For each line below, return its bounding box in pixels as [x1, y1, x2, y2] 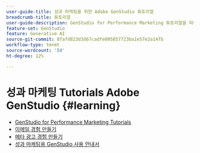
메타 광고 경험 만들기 [14, 133, 63, 140]
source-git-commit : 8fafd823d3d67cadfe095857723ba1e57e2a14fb [6, 36, 164, 42]
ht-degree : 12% [6, 53, 44, 59]
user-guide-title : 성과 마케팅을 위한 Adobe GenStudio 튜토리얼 [6, 8, 154, 15]
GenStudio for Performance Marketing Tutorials [14, 118, 132, 126]
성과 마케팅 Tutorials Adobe [6, 86, 140, 99]
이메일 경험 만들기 [14, 126, 57, 133]
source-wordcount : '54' [6, 48, 65, 54]
